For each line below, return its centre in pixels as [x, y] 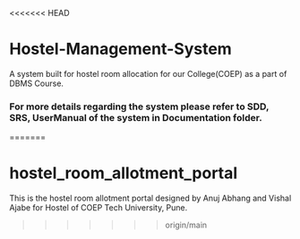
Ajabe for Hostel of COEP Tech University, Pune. [99, 208]
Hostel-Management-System [121, 49]
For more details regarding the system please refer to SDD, [139, 107]
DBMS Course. [37, 83]
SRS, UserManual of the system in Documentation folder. [136, 117]
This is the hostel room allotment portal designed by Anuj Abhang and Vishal [150, 198]
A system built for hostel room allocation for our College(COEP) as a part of [148, 73]
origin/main [186, 225]
